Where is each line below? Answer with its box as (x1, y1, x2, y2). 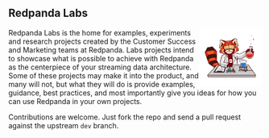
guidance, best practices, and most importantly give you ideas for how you (8, 88, 257, 98)
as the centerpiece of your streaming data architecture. (8, 62, 192, 72)
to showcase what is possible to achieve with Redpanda (8, 53, 194, 63)
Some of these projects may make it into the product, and (8, 70, 199, 80)
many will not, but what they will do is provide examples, (8, 79, 196, 89)
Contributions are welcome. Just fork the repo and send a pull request (8, 112, 242, 122)
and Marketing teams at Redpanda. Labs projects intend (8, 44, 195, 55)
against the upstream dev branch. (8, 120, 119, 130)
